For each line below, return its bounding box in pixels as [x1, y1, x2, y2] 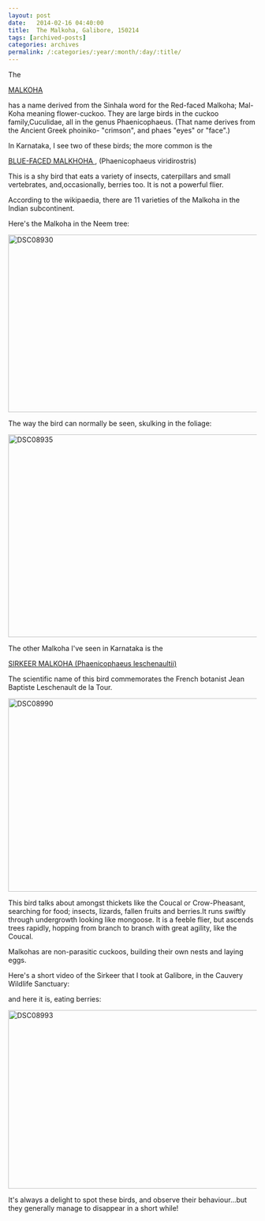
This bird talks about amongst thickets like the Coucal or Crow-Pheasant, [8, 898, 246, 908]
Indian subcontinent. [8, 204, 75, 213]
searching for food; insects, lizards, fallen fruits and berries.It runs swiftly [8, 907, 246, 916]
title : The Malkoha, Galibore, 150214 [8, 26, 140, 34]
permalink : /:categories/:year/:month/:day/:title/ [8, 48, 181, 56]
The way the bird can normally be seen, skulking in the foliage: [8, 419, 212, 428]
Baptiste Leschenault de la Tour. [8, 683, 113, 691]
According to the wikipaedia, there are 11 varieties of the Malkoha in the [8, 195, 241, 204]
